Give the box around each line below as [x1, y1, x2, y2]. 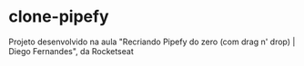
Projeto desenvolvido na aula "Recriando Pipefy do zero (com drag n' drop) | [8, 36, 296, 47]
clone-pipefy [8, 6, 110, 27]
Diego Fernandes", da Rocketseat [8, 45, 134, 56]
